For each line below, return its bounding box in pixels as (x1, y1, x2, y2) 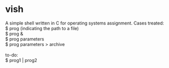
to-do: (5, 51, 19, 58)
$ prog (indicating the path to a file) (5, 25, 79, 31)
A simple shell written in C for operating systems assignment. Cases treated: (5, 20, 164, 26)
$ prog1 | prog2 (5, 57, 37, 63)
